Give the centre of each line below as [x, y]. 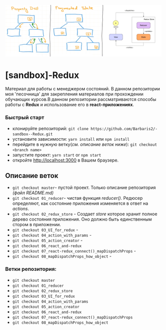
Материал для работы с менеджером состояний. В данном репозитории [83, 89]
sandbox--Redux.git [33, 134]
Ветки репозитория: [31, 269]
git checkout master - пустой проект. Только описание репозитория [84, 188]
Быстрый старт [25, 118]
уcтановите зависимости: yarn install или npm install [71, 139]
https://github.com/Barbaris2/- [124, 129]
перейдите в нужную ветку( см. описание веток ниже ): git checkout [85, 144]
